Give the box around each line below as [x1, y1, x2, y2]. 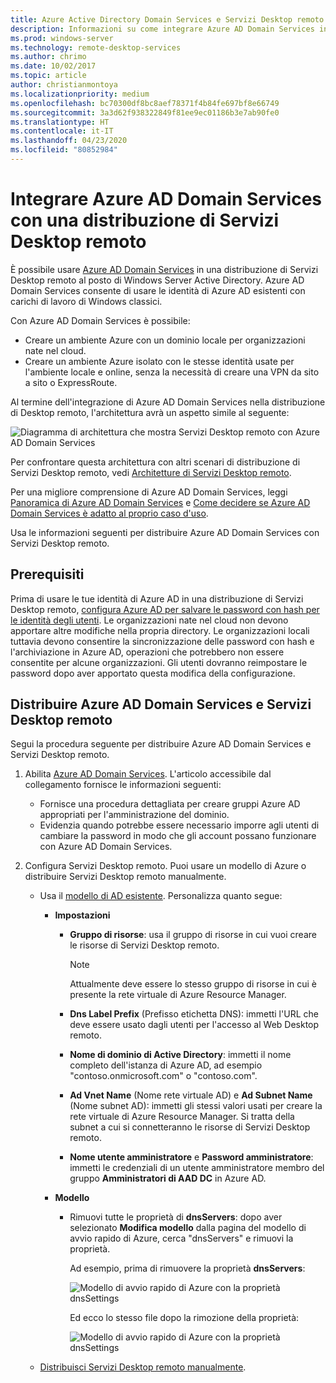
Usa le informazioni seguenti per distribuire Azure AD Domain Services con [10, 526, 320, 538]
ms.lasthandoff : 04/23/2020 [10, 136, 128, 146]
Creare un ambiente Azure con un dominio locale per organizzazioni [24, 334, 306, 346]
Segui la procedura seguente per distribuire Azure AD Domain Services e [10, 738, 312, 750]
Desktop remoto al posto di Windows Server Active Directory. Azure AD [10, 274, 305, 286]
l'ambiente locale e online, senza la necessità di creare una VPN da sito [24, 366, 320, 378]
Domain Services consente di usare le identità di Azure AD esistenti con [10, 284, 306, 296]
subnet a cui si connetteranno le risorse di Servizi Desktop [69, 1121, 311, 1133]
